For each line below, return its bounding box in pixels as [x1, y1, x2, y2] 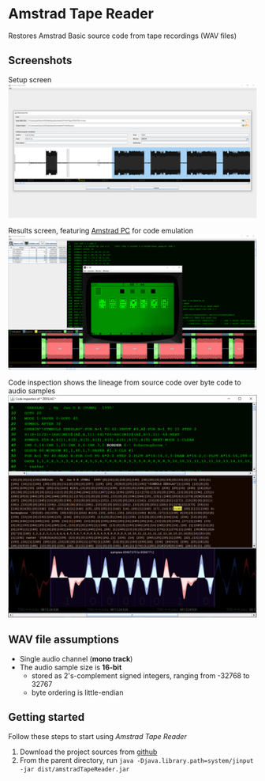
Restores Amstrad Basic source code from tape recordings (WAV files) [8, 31, 237, 40]
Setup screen [8, 74, 52, 84]
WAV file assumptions [8, 633, 120, 646]
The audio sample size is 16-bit [19, 662, 122, 672]
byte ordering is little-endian [31, 688, 124, 697]
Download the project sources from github [19, 747, 158, 756]
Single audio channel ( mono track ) [19, 654, 133, 663]
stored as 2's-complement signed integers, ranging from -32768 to [31, 670, 250, 681]
